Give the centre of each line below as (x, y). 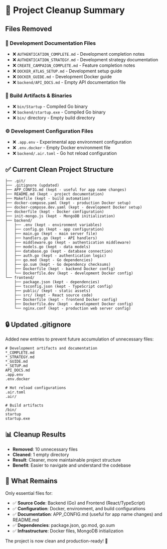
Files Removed (29, 29)
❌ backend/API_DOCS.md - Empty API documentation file (69, 82)
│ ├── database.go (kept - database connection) (59, 251)
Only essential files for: (29, 493)
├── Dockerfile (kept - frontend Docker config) (66, 300)
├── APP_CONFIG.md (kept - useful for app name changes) (66, 190)
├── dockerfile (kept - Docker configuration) (55, 212)
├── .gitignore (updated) (32, 185)
